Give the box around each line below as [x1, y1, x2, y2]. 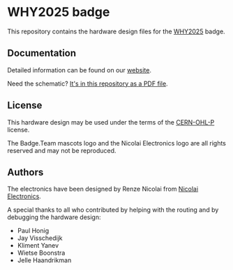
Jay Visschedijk [17, 234, 63, 242]
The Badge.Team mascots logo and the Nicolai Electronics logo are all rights [7, 138, 227, 147]
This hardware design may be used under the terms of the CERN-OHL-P [7, 118, 215, 126]
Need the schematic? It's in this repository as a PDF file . [7, 79, 169, 88]
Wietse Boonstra [17, 248, 66, 257]
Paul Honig [17, 227, 50, 235]
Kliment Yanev [17, 241, 59, 250]
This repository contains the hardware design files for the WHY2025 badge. [7, 27, 225, 35]
